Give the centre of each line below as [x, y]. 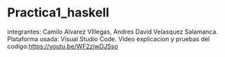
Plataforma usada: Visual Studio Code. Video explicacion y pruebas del [108, 38]
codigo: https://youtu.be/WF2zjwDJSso [63, 46]
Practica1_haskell [58, 13]
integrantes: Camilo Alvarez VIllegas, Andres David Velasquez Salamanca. [112, 32]
